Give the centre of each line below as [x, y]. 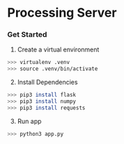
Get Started [27, 35]
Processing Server [62, 13]
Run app [29, 121]
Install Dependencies [47, 82]
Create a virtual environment [58, 49]
